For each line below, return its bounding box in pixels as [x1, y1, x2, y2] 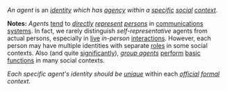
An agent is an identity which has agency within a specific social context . [7, 6, 218, 14]
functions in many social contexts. [7, 56, 106, 65]
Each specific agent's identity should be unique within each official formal [7, 69, 220, 78]
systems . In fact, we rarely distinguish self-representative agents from [7, 27, 208, 35]
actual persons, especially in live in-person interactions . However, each [7, 34, 212, 42]
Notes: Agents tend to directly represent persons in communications [7, 19, 203, 27]
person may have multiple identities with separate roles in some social [7, 42, 208, 49]
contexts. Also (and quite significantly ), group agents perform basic [7, 49, 201, 57]
